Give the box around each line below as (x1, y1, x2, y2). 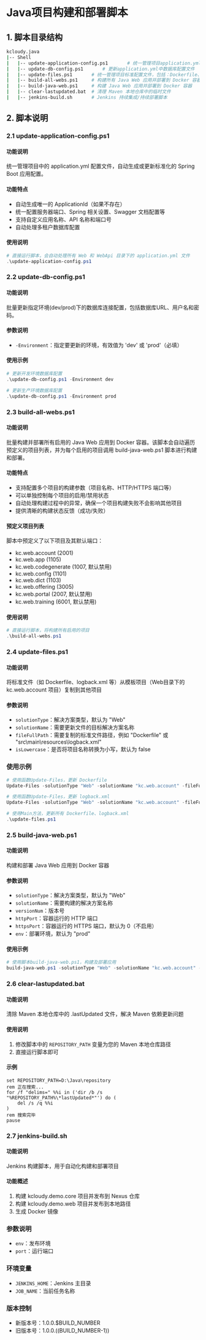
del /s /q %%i (17, 1100, 53, 1106)
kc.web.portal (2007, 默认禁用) (15, 591, 93, 598)
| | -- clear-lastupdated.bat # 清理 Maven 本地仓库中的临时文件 (6, 89, 172, 95)
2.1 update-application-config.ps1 (6, 132, 110, 140)
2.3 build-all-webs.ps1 (6, 408, 75, 416)
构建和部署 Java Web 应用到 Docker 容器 (6, 862, 110, 869)
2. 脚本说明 (6, 113, 48, 124)
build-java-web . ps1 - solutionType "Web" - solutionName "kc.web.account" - (6, 965, 202, 971)
